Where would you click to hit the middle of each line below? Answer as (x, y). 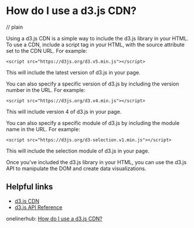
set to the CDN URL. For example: (47, 50)
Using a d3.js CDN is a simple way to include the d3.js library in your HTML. (97, 38)
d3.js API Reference (38, 207)
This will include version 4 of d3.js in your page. (64, 111)
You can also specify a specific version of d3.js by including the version (93, 84)
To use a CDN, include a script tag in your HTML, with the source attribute (95, 45)
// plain (15, 27)
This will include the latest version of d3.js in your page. (73, 72)
